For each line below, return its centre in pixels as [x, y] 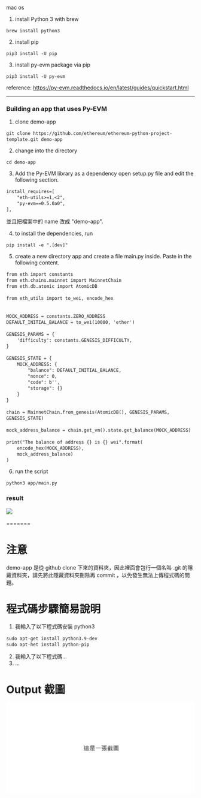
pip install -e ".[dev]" [37, 245]
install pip [27, 42]
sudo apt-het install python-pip [48, 645]
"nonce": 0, [43, 377]
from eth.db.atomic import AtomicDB [52, 287]
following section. [36, 180]
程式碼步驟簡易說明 [54, 609]
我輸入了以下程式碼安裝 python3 [55, 627]
